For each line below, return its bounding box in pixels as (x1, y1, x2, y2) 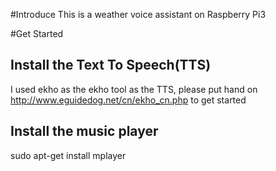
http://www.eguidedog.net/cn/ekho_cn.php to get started (10, 94, 247, 106)
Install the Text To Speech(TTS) (10, 57, 212, 74)
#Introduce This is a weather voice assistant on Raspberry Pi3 (10, 9, 267, 20)
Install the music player (10, 123, 159, 140)
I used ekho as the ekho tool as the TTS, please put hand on (10, 83, 258, 95)
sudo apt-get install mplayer (10, 149, 127, 161)
